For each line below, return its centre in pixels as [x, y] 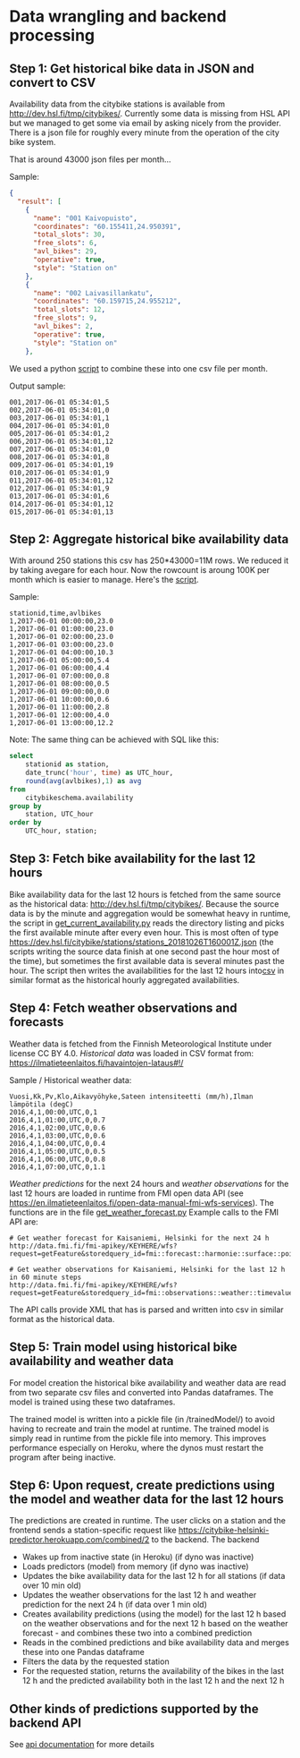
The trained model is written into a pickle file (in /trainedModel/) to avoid [142, 1419]
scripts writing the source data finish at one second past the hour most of [145, 952]
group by [25, 806]
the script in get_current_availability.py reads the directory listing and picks [147, 923]
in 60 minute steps [46, 1277]
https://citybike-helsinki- [224, 1530]
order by [25, 823]
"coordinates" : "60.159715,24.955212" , [107, 302]
